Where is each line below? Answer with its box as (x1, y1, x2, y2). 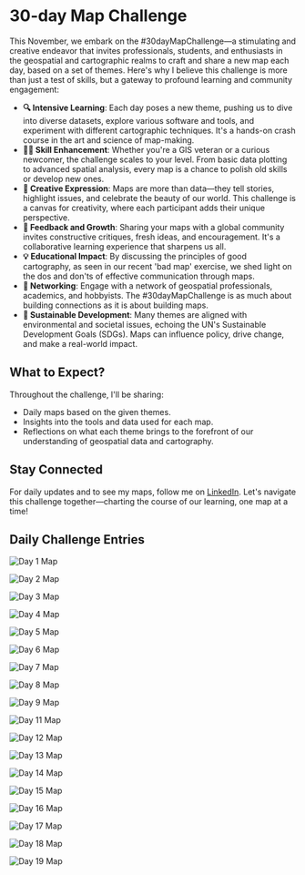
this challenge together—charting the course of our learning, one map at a (9, 495, 289, 506)
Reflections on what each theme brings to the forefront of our (22, 425, 254, 437)
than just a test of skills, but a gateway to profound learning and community (9, 74, 293, 85)
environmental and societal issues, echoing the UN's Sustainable (22, 319, 267, 330)
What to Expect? (9, 365, 106, 381)
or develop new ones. (22, 173, 105, 184)
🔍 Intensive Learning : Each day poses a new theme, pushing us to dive (22, 102, 293, 113)
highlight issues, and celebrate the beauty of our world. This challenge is (22, 192, 296, 203)
